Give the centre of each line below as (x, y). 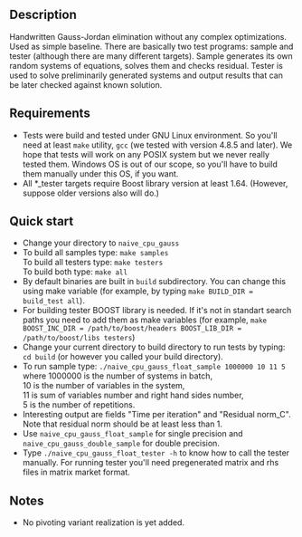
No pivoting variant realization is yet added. (104, 523)
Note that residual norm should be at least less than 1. (123, 424)
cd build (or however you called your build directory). (123, 357)
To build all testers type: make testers (93, 263)
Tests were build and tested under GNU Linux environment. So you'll (150, 135)
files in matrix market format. (76, 472)
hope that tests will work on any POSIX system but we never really (146, 154)
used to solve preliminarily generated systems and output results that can (146, 75)
